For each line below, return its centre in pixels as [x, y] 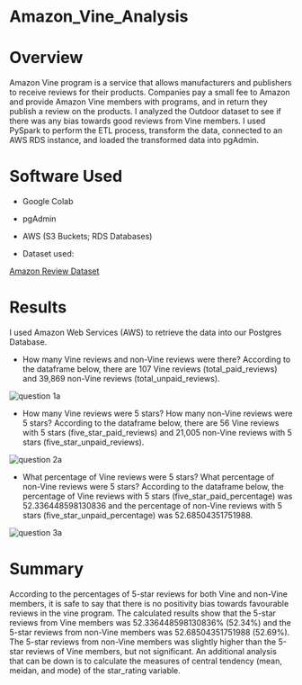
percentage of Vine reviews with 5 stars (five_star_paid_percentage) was [157, 496]
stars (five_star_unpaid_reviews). [83, 442]
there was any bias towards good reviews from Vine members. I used [138, 121]
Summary [46, 569]
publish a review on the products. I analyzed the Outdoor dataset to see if [145, 112]
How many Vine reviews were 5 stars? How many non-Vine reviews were [157, 413]
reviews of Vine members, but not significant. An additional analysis [151, 651]
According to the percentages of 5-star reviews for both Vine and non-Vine [148, 594]
